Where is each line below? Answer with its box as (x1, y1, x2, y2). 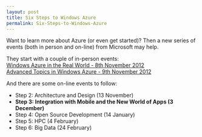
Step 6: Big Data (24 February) (15, 124, 92, 132)
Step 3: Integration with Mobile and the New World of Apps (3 (15, 98, 173, 105)
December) (15, 105, 44, 112)
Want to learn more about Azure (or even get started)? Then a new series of (6, 37, 196, 44)
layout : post (6, 9, 39, 15)
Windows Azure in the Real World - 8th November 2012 (6, 61, 144, 69)
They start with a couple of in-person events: (6, 55, 120, 63)
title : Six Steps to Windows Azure (6, 15, 96, 21)
